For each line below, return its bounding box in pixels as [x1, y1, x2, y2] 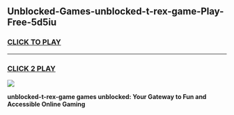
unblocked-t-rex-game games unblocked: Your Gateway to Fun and [7, 92, 207, 100]
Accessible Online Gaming [7, 100, 86, 108]
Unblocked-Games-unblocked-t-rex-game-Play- [7, 6, 224, 17]
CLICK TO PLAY [7, 38, 61, 47]
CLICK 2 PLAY [7, 63, 56, 73]
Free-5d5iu [7, 17, 57, 29]
